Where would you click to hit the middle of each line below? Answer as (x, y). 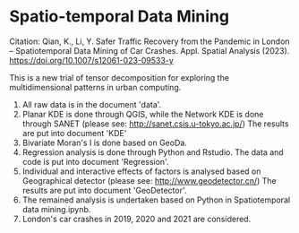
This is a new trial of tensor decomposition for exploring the (120, 77)
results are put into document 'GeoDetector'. (104, 190)
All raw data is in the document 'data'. (92, 104)
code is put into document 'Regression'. (95, 161)
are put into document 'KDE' (74, 133)
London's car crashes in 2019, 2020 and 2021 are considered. (137, 219)
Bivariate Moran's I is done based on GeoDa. (105, 142)
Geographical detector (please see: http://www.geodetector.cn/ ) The (149, 180)
